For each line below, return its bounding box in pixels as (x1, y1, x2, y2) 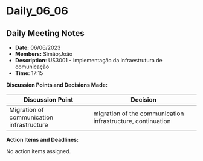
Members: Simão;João (14, 50, 73, 58)
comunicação (14, 63, 50, 70)
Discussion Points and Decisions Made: (6, 81, 108, 88)
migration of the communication (93, 109, 184, 118)
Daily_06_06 (6, 4, 68, 18)
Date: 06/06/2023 (14, 44, 61, 51)
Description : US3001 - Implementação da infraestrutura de (14, 57, 163, 64)
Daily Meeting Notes (6, 28, 85, 38)
